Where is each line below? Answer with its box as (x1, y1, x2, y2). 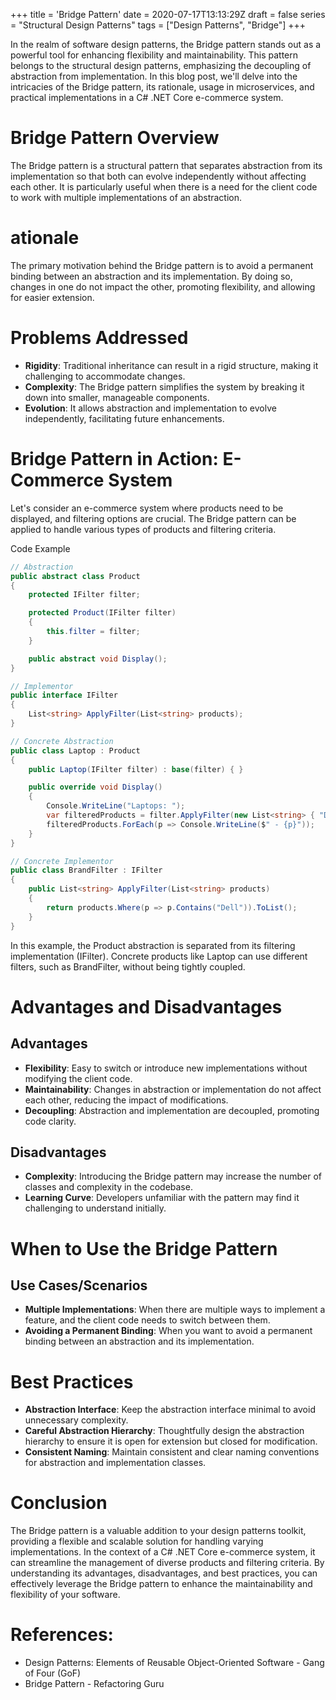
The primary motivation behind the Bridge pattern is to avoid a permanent (10, 259, 314, 271)
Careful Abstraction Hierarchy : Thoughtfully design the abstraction (24, 1425, 305, 1437)
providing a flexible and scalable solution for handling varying (10, 1535, 264, 1548)
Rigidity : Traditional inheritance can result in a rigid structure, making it (24, 359, 319, 371)
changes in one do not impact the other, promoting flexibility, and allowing (10, 280, 316, 293)
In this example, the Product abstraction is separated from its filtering (10, 939, 296, 951)
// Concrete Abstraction (10, 736, 114, 746)
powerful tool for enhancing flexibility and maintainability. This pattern (10, 49, 299, 61)
